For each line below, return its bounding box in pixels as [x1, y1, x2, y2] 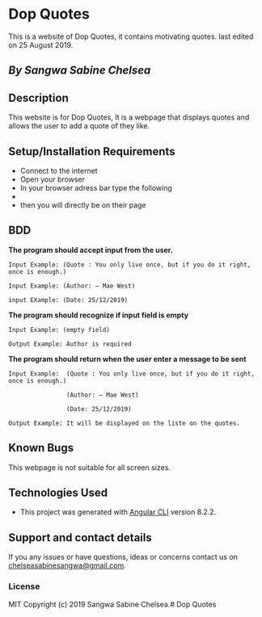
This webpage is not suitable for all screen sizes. [8, 462, 171, 472]
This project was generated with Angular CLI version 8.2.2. [19, 507, 217, 517]
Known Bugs [8, 441, 74, 455]
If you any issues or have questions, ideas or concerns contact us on [8, 552, 239, 562]
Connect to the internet [19, 166, 99, 175]
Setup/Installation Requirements [8, 145, 175, 158]
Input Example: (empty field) [8, 325, 111, 334]
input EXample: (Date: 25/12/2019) [8, 296, 129, 304]
